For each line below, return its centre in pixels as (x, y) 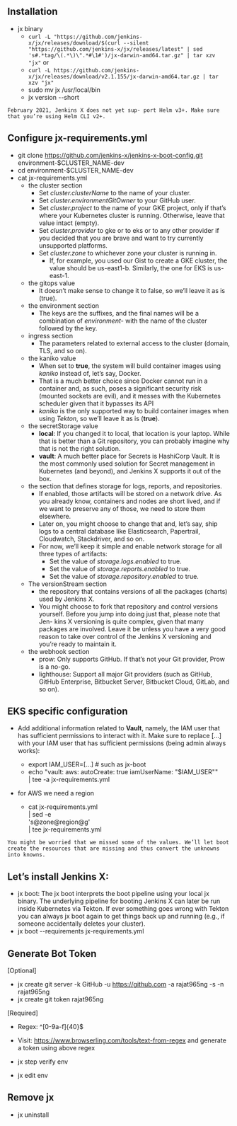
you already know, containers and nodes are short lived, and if (129, 501)
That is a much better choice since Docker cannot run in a (123, 381)
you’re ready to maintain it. (77, 644)
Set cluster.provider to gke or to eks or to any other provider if (129, 230)
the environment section (64, 305)
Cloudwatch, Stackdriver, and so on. (92, 539)
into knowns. (27, 855)
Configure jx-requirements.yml (77, 138)
